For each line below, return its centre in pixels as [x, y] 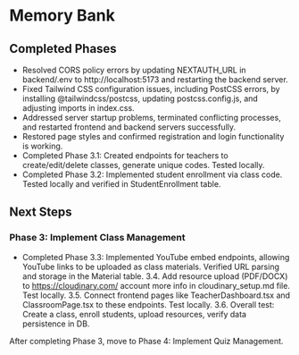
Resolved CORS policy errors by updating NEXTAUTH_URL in [134, 70]
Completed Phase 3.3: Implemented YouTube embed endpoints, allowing [156, 257]
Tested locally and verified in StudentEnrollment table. [121, 184]
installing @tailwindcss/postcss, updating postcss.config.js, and [140, 98]
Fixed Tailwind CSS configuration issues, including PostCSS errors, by [151, 89]
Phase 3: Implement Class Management [97, 238]
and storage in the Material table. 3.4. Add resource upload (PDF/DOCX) [155, 276]
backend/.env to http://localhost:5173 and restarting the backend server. [155, 80]
